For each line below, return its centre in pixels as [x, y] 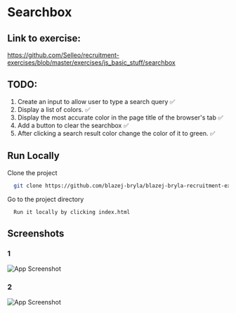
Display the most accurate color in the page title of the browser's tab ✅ [120, 117]
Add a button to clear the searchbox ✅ [73, 125]
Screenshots [36, 233]
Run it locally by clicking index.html [72, 212]
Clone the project [32, 172]
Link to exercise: [44, 38]
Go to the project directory [46, 199]
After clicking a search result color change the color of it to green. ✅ [116, 133]
